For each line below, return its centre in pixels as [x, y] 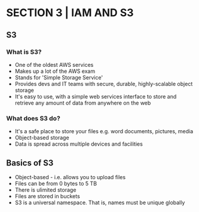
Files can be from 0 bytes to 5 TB [56, 183]
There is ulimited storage [45, 190]
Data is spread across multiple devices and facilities [79, 144]
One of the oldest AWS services [54, 64]
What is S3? [24, 52]
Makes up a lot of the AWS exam [55, 71]
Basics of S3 [30, 163]
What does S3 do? [33, 118]
